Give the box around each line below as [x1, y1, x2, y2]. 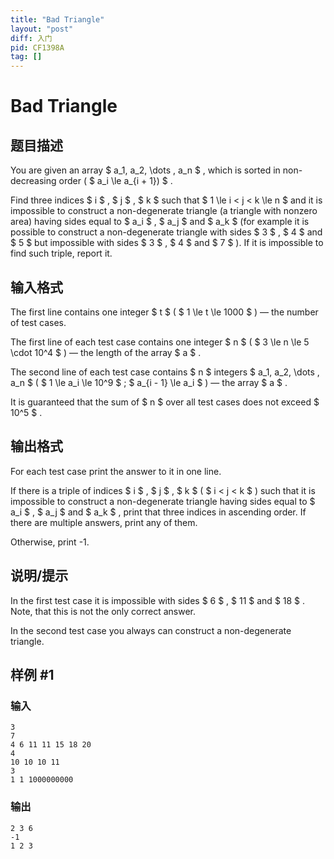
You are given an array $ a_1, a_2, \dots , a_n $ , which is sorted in [10, 164, 281, 176]
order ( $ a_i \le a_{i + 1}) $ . [58, 175, 173, 187]
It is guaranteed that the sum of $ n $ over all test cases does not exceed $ [10, 396, 320, 408]
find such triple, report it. [10, 247, 113, 260]
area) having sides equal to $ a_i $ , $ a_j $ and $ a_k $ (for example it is [10, 216, 310, 228]
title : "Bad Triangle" [10, 14, 105, 25]
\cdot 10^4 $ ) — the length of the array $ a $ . [10, 346, 202, 358]
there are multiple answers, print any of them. [10, 516, 198, 528]
